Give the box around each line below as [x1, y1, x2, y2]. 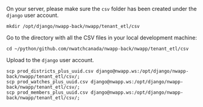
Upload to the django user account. [6, 57, 94, 63]
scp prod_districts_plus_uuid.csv [6, 68, 94, 74]
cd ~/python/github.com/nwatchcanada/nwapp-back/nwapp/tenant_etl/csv [6, 46, 189, 52]
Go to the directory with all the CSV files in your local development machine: [6, 34, 198, 41]
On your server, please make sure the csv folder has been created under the [6, 5, 197, 12]
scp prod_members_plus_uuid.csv [6, 89, 88, 95]
